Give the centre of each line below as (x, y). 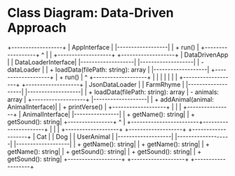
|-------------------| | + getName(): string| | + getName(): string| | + (112, 144)
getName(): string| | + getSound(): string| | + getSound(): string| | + (105, 151)
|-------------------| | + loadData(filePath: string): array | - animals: (122, 92)
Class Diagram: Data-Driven (90, 13)
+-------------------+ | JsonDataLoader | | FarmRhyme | (103, 84)
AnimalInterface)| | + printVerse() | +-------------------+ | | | (94, 107)
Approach (37, 28)
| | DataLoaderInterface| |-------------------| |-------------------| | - (106, 62)
